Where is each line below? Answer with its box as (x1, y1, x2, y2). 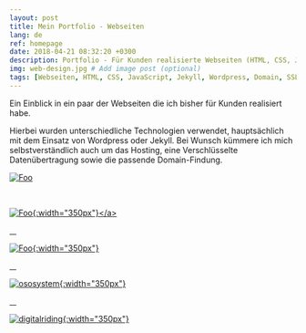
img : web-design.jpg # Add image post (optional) (9, 65, 202, 74)
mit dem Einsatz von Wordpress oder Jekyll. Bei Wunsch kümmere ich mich (9, 134, 293, 146)
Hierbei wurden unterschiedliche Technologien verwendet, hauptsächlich (9, 125, 284, 136)
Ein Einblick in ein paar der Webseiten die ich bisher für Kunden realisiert (9, 98, 282, 109)
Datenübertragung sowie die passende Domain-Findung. (9, 154, 223, 165)
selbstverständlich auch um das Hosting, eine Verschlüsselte (9, 144, 239, 155)
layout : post (9, 13, 59, 23)
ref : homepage (9, 38, 64, 48)
